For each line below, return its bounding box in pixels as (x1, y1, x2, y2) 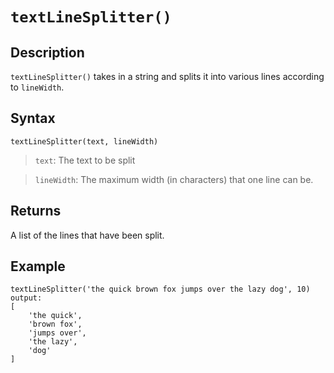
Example (10, 258, 66, 275)
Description (10, 44, 85, 61)
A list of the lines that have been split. (10, 229, 165, 241)
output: (10, 293, 43, 303)
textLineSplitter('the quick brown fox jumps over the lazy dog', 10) (10, 284, 311, 295)
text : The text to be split (34, 154, 136, 166)
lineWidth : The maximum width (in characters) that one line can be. (34, 173, 314, 185)
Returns (10, 203, 62, 220)
